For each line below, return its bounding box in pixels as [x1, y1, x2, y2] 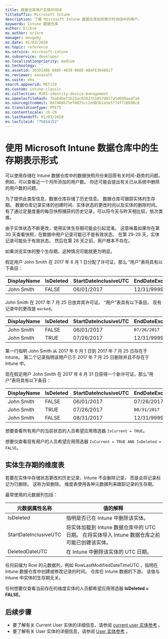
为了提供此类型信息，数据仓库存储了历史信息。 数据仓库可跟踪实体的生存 [5, 195, 155, 201]
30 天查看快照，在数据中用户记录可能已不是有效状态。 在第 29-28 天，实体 [5, 231, 160, 237]
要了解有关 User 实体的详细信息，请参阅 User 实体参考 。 [12, 628, 130, 634]
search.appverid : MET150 [5, 82, 57, 87]
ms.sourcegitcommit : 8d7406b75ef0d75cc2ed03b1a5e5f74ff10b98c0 [5, 101, 140, 106]
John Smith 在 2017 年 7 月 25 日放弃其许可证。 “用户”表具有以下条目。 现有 [5, 299, 161, 305]
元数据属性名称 [16, 505, 52, 512]
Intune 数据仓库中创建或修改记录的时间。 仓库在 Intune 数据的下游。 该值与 [5, 568, 160, 574]
